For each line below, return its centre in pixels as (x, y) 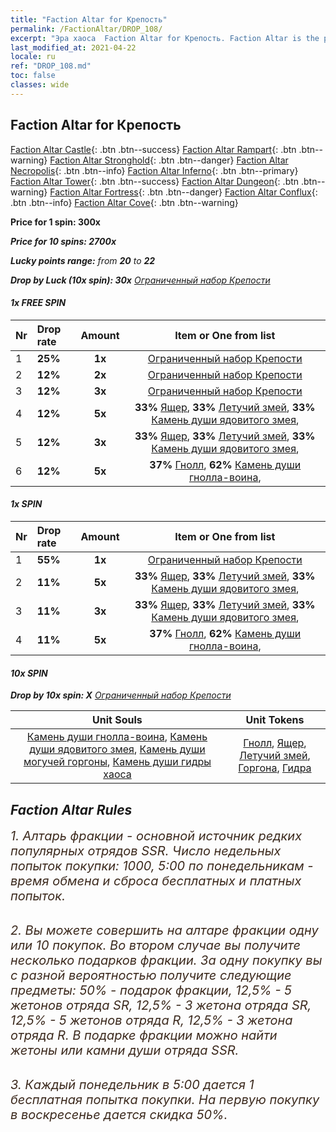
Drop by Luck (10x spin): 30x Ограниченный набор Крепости (140, 280)
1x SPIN (26, 504)
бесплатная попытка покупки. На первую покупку (165, 1099)
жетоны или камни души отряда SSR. (125, 1050)
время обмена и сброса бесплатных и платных (156, 880)
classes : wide (40, 85)
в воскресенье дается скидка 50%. (119, 1114)
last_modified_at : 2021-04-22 (73, 47)
